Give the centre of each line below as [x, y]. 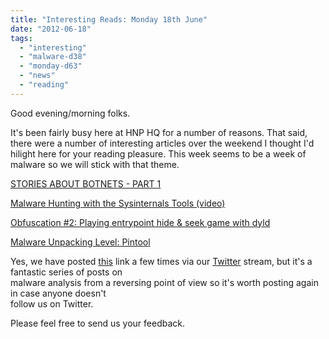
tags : [21, 38]
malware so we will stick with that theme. [95, 164]
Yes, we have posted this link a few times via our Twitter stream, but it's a [161, 261]
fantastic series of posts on [66, 272]
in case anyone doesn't [58, 293]
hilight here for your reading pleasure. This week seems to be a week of [158, 153]
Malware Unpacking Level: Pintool [80, 242]
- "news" [37, 76]
